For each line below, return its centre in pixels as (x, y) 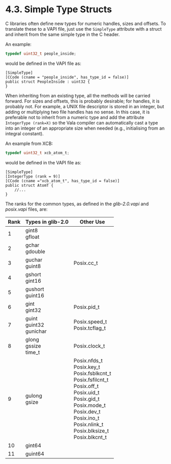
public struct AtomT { (29, 185)
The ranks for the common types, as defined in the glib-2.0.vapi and (77, 204)
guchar (34, 260)
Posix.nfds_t (88, 360)
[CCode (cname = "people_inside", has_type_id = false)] (67, 77)
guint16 (35, 296)
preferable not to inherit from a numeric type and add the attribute (75, 117)
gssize (33, 346)
